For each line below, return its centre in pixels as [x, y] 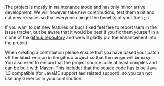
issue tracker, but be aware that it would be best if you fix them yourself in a [82, 32]
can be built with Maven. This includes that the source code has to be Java [81, 68]
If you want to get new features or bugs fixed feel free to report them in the [81, 27]
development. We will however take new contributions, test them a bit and [80, 12]
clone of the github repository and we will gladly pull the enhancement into [81, 37]
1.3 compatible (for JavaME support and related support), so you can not [79, 73]
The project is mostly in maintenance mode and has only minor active [75, 7]
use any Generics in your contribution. [44, 78]
